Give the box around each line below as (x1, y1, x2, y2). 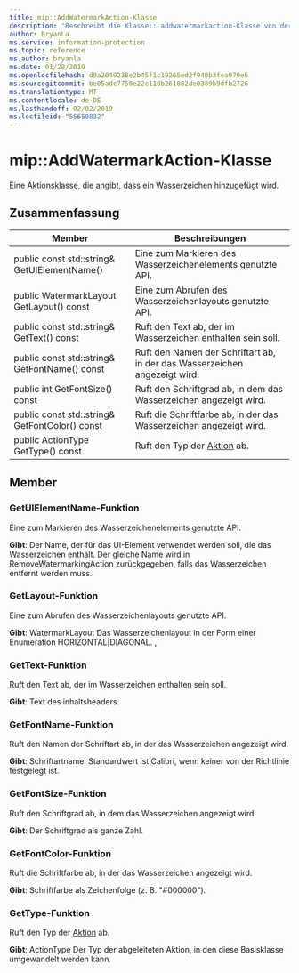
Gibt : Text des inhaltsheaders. (9, 696, 120, 707)
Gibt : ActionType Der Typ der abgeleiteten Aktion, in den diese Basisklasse (9, 945, 284, 955)
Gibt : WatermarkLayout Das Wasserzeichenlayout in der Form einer (9, 627, 256, 638)
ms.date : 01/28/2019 (9, 63, 86, 72)
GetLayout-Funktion (9, 590, 99, 602)
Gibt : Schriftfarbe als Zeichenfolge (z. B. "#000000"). (9, 885, 206, 896)
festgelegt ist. (9, 766, 60, 776)
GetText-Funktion (9, 659, 87, 671)
